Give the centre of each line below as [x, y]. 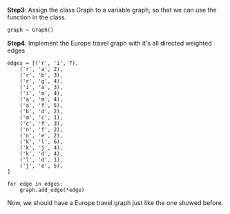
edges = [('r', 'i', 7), [43, 63]
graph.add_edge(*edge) [52, 190]
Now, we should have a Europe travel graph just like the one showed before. [115, 202]
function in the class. [37, 17]
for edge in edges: [35, 184]
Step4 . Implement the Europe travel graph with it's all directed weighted [109, 43]
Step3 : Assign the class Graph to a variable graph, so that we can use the [112, 10]
